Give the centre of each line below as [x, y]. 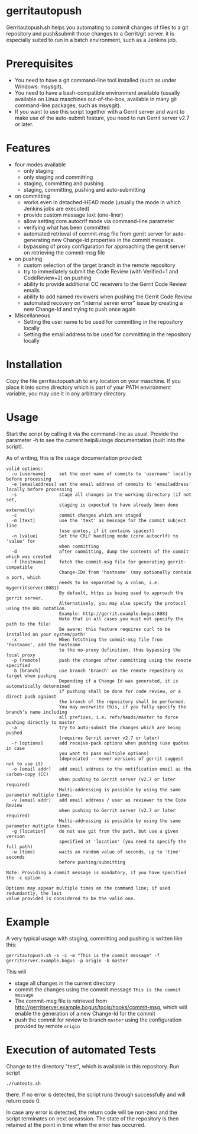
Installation [34, 365]
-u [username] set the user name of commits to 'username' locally [102, 474]
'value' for [21, 541]
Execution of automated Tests [81, 1050]
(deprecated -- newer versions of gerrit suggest [121, 759]
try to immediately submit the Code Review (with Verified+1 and [101, 271]
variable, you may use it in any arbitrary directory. [66, 393]
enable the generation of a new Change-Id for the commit [85, 1013]
